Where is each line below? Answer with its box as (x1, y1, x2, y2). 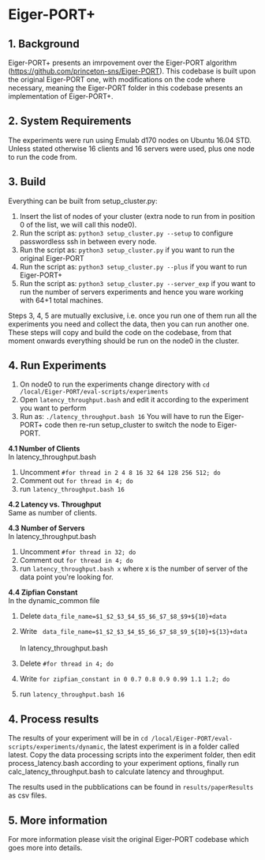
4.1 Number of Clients (8, 444, 80, 454)
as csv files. (8, 790, 47, 800)
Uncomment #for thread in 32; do (19, 547, 136, 556)
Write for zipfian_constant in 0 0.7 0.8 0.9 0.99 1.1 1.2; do (19, 674, 230, 684)
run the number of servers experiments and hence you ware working (19, 287, 244, 296)
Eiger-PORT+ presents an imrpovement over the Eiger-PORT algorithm (8, 58, 237, 67)
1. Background (8, 37, 80, 51)
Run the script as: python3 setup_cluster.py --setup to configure (19, 228, 233, 238)
